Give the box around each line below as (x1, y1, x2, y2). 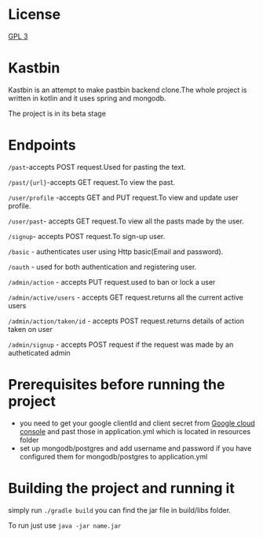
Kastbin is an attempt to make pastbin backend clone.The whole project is (8, 85, 247, 94)
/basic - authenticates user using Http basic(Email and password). (8, 246, 224, 256)
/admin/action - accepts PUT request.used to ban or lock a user (8, 277, 216, 286)
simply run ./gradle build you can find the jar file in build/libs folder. (8, 505, 232, 514)
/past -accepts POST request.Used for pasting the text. (8, 162, 186, 171)
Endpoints (8, 136, 76, 154)
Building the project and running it (8, 479, 236, 497)
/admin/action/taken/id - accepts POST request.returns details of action (8, 316, 245, 326)
